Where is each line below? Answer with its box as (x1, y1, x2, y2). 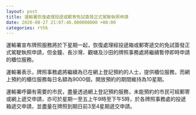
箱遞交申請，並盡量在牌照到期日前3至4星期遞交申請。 (6, 103, 135, 110)
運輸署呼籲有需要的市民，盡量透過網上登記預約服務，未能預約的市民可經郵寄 (6, 88, 190, 95)
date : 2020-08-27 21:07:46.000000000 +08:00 (6, 19, 116, 25)
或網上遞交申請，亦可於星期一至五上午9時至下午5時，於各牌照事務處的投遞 (6, 96, 186, 103)
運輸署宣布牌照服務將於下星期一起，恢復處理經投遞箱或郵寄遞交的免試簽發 (6, 41, 185, 48)
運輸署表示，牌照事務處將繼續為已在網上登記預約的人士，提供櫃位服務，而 (6, 68, 185, 76)
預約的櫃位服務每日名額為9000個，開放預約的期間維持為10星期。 (10, 76, 167, 83)
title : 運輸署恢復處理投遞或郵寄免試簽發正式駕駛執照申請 (6, 14, 129, 20)
